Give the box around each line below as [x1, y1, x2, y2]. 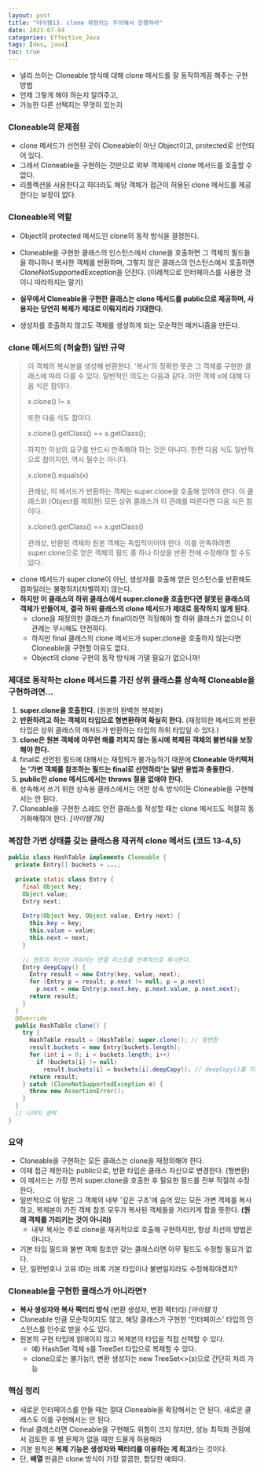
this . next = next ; [28, 934, 90, 942]
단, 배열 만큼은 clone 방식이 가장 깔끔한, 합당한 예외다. [19, 1454, 186, 1463]
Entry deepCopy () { [22, 963, 86, 971]
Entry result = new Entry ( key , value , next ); [28, 970, 181, 978]
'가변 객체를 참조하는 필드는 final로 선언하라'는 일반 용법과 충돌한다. [27, 765, 234, 774]
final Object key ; [22, 882, 82, 890]
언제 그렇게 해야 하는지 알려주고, [19, 90, 119, 99]
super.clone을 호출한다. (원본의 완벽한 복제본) [19, 706, 163, 715]
